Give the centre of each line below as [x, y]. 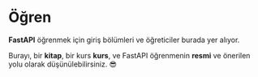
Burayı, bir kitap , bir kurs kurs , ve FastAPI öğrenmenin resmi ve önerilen [129, 55]
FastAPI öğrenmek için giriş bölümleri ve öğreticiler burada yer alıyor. [124, 40]
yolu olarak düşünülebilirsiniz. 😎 [63, 64]
